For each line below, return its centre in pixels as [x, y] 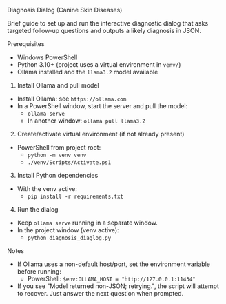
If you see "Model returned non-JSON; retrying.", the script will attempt [118, 286]
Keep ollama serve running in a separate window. [88, 223]
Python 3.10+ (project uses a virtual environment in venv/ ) [99, 64]
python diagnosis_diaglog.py [69, 238]
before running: [39, 271]
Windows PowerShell [47, 57]
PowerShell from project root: [59, 147]
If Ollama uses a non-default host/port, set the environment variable [113, 264]
